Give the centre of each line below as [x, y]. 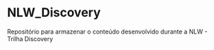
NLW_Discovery [54, 13]
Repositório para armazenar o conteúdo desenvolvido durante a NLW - [107, 32]
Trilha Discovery [30, 38]
